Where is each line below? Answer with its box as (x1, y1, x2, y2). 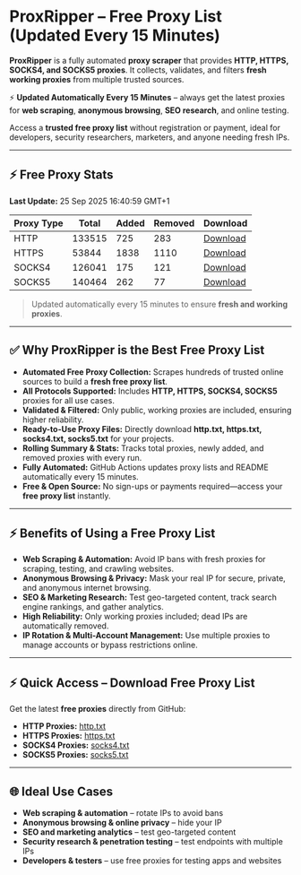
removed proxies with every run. (21, 452, 142, 463)
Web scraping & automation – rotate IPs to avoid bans (21, 808, 224, 818)
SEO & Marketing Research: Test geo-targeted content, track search (21, 592, 278, 602)
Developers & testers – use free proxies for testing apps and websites (21, 855, 282, 866)
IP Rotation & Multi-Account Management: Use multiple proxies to (21, 630, 271, 641)
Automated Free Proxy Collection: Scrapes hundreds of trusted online (21, 366, 284, 377)
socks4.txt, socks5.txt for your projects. (21, 433, 175, 444)
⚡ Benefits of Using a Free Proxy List (9, 525, 216, 541)
